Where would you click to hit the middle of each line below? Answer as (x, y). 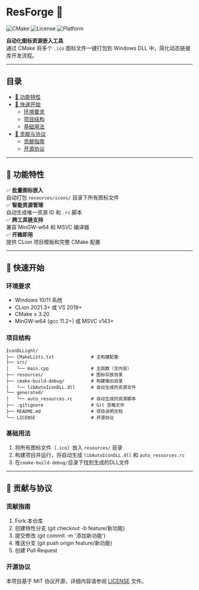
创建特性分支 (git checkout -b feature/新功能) (70, 528)
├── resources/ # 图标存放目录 (65, 375)
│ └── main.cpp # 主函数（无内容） (69, 368)
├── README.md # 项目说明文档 (65, 411)
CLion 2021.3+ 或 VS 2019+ (48, 308)
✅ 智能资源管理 (25, 205)
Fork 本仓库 (29, 521)
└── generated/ (25, 392)
